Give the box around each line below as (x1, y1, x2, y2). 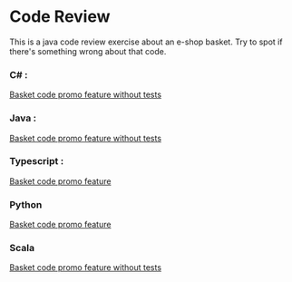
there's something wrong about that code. (9, 45, 167, 56)
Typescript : (9, 155, 64, 168)
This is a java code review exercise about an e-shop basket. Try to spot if (9, 36, 283, 47)
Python (9, 198, 43, 210)
